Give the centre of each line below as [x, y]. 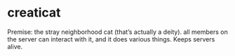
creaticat [34, 13]
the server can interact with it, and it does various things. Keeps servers [111, 39]
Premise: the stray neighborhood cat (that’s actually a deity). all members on [117, 32]
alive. [15, 46]
